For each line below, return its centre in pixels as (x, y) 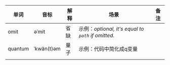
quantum (18, 49)
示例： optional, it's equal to (111, 29)
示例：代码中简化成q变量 (108, 49)
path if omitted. (97, 36)
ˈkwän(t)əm (47, 49)
